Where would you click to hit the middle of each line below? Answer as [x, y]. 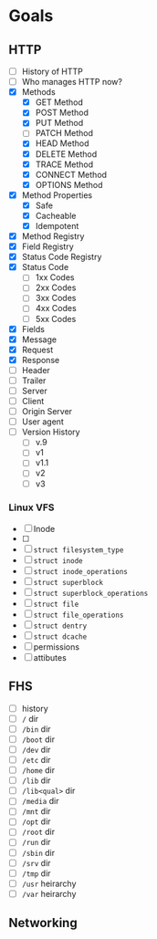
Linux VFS [31, 507]
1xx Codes [55, 277]
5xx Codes [56, 318]
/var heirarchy [49, 893]
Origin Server [47, 412]
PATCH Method [64, 133]
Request [37, 350]
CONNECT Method [71, 174]
